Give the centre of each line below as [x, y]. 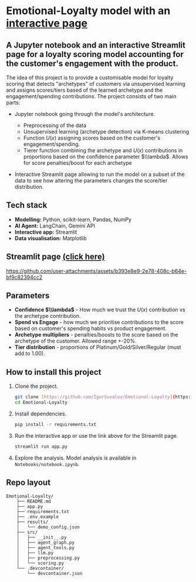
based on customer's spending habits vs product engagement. [91, 328]
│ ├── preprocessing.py [48, 558]
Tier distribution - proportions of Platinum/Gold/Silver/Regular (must [98, 347]
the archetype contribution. [48, 316]
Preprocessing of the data [55, 125]
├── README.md [34, 501]
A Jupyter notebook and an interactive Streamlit [96, 45]
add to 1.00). [30, 354]
